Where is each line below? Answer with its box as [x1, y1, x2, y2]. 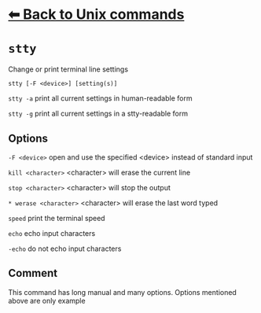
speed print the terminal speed [8, 213, 105, 223]
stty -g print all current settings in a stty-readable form [8, 109, 189, 119]
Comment [8, 267, 58, 280]
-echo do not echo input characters [8, 244, 122, 253]
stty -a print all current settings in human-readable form [8, 94, 193, 103]
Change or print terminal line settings [8, 64, 128, 74]
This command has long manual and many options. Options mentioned [8, 287, 237, 296]
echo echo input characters [8, 228, 96, 238]
